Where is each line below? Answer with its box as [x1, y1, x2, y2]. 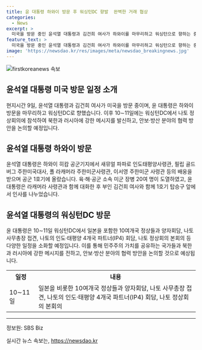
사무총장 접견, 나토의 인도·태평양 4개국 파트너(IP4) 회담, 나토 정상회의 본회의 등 [6, 235, 191, 242]
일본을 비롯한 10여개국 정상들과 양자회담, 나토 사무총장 [38, 284, 185, 292]
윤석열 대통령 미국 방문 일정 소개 [6, 85, 118, 95]
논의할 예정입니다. [17, 124, 60, 131]
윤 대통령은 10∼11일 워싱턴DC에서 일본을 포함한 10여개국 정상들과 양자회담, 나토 [6, 227, 194, 235]
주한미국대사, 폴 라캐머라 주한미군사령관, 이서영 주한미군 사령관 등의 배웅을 [17, 168, 192, 175]
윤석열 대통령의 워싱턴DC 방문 [6, 210, 111, 220]
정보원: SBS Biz [6, 324, 43, 331]
